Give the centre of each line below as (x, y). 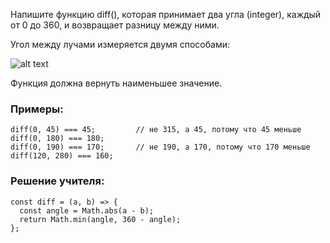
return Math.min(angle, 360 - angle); (100, 219)
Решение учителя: (57, 181)
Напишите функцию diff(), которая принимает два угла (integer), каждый (166, 14)
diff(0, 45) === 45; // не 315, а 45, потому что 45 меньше (156, 130)
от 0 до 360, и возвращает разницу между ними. (115, 25)
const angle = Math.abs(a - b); (87, 210)
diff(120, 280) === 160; (62, 156)
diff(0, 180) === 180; (57, 139)
